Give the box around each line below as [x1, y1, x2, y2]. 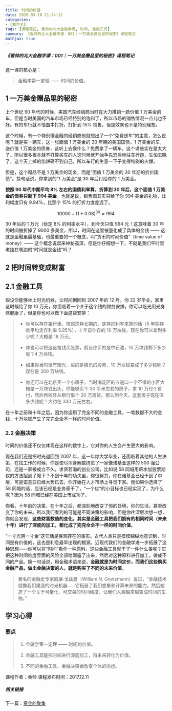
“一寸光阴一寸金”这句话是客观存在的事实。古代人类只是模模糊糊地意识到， [5, 533, 162, 539]
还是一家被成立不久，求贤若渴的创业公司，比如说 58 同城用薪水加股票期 [14, 466, 166, 472]
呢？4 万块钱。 [25, 350, 57, 357]
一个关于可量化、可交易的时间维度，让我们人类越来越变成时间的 [27, 589, 162, 595]
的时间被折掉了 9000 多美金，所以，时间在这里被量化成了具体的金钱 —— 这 [5, 227, 165, 234]
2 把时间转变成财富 [5, 263, 66, 272]
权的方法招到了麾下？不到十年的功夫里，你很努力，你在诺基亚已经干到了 [5, 472, 158, 478]
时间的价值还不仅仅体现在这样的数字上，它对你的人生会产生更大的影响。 [5, 442, 158, 448]
